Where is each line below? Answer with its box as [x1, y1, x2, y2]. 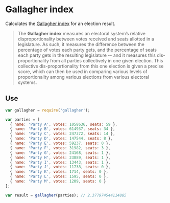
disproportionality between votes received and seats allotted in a [17, 36, 154, 42]
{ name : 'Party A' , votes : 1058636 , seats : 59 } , [10, 122, 117, 127]
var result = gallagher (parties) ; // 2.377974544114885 [5, 193, 127, 198]
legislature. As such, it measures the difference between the [17, 41, 144, 47]
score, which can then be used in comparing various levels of [17, 68, 148, 75]
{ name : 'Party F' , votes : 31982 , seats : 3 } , [10, 145, 111, 150]
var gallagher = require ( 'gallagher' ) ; [5, 107, 90, 113]
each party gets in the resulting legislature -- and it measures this [17, 52, 156, 58]
